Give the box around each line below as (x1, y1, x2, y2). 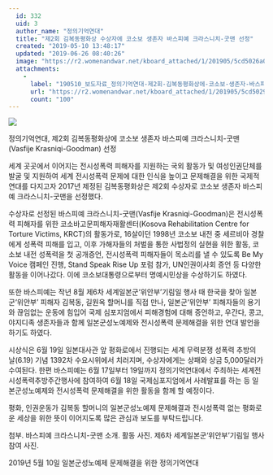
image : (15, 58, 38, 66)
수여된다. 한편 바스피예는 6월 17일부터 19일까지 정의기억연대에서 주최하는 (8, 365, 240, 375)
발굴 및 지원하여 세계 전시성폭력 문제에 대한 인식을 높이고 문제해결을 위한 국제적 (8, 172, 260, 181)
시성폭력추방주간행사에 (8, 376, 81, 386)
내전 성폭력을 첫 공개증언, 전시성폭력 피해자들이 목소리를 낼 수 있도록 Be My (23, 250, 264, 259)
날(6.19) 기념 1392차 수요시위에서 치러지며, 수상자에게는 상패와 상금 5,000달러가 (8, 355, 264, 365)
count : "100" (29, 95, 75, 103)
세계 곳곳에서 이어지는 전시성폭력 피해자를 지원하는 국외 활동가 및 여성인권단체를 (8, 161, 262, 171)
